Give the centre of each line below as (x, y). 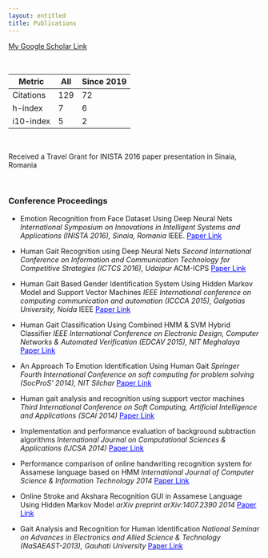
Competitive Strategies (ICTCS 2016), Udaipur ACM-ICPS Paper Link (133, 268)
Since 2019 (104, 81)
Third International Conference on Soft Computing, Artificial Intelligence (138, 406)
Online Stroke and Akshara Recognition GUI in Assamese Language (131, 496)
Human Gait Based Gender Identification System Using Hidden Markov (136, 283)
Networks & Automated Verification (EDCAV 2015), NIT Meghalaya (130, 342)
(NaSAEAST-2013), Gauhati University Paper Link (102, 545)
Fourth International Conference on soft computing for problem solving (137, 374)
